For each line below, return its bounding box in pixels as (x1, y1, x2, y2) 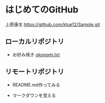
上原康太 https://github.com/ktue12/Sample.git (5, 21, 101, 27)
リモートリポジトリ (5, 68, 64, 76)
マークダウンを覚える (12, 92, 56, 98)
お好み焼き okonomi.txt (12, 51, 60, 57)
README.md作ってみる (12, 82, 61, 88)
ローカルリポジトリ (5, 37, 64, 46)
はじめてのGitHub (5, 4, 79, 15)
